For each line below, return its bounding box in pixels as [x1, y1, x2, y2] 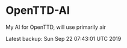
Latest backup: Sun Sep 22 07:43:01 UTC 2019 [5, 35, 122, 42]
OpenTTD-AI [5, 4, 70, 17]
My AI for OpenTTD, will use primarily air [5, 23, 106, 31]
